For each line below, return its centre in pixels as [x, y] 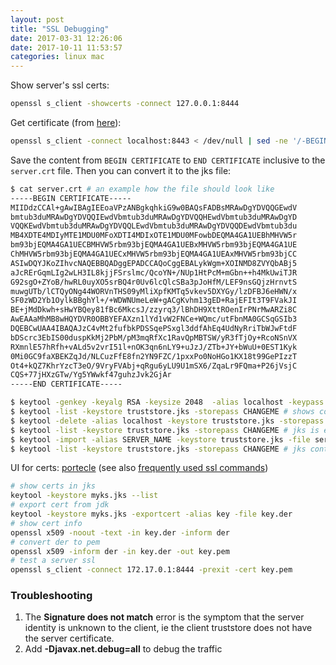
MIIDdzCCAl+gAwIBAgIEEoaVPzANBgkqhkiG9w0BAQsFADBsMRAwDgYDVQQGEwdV [154, 207]
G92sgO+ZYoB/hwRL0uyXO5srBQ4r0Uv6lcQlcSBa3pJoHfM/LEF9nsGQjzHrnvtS [154, 282]
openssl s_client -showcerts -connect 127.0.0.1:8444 [125, 104]
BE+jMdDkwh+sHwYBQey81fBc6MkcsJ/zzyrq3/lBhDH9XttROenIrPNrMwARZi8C [154, 310]
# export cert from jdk [60, 505]
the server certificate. [69, 638]
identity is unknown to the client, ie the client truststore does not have [168, 628]
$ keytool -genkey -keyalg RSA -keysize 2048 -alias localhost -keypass [167, 402]
